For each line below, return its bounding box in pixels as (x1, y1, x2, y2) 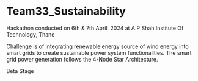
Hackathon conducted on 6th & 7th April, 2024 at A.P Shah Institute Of (6, 24, 184, 32)
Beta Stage (6, 67, 35, 74)
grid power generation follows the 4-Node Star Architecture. (6, 55, 158, 63)
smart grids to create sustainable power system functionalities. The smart (6, 49, 192, 56)
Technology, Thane (6, 30, 55, 38)
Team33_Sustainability (6, 4, 127, 18)
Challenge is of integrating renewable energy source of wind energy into (6, 43, 189, 50)
